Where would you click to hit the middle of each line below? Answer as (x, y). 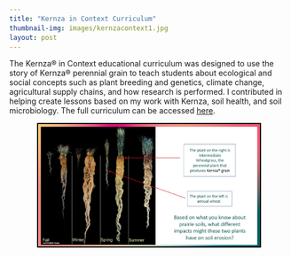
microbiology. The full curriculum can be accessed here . (112, 111)
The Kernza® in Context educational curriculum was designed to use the (142, 64)
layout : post (33, 37)
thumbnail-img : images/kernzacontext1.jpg (89, 28)
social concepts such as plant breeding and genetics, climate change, (137, 82)
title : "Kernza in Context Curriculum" (83, 19)
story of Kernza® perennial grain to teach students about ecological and (141, 73)
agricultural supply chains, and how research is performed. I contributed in (146, 92)
